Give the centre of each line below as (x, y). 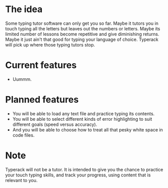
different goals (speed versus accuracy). (55, 124)
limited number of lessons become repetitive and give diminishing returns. (82, 34)
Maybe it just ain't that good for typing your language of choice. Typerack (82, 39)
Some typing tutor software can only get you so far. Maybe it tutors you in (82, 23)
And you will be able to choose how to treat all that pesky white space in (88, 129)
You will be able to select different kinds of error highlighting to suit (82, 119)
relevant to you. (21, 180)
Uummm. (22, 79)
